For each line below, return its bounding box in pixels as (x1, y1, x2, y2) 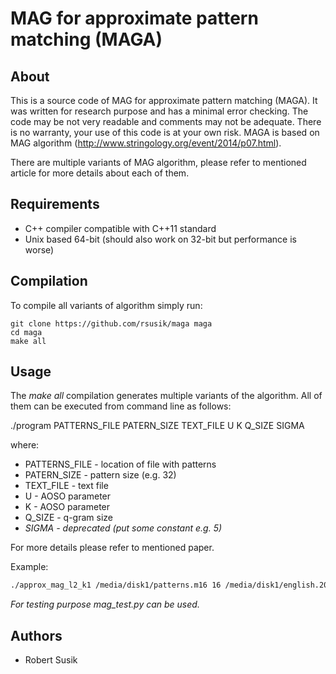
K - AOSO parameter (24, 501, 111, 513)
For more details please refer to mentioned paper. (10, 542, 215, 554)
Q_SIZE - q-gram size (24, 512, 114, 524)
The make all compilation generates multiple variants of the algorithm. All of (10, 390, 323, 402)
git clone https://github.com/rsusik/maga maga (10, 318, 213, 329)
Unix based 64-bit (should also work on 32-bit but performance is (24, 233, 297, 245)
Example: (10, 561, 49, 573)
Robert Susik (24, 654, 78, 666)
